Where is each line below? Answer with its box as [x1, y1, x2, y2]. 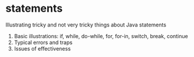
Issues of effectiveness [14, 45, 71, 52]
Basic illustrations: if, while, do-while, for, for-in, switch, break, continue [14, 32, 188, 39]
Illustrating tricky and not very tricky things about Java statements [5, 21, 166, 28]
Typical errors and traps [14, 39, 73, 46]
